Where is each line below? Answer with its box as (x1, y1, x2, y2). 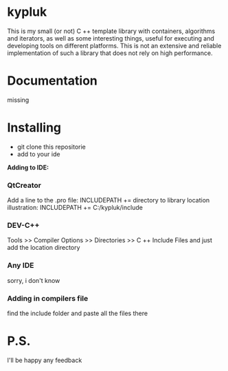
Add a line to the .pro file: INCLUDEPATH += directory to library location (7, 196, 210, 204)
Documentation (7, 73, 98, 89)
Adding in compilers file (7, 293, 89, 303)
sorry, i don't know (7, 276, 60, 284)
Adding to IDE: (7, 163, 49, 171)
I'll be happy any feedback (7, 356, 82, 364)
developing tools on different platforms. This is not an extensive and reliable (7, 41, 222, 50)
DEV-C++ (7, 221, 40, 231)
